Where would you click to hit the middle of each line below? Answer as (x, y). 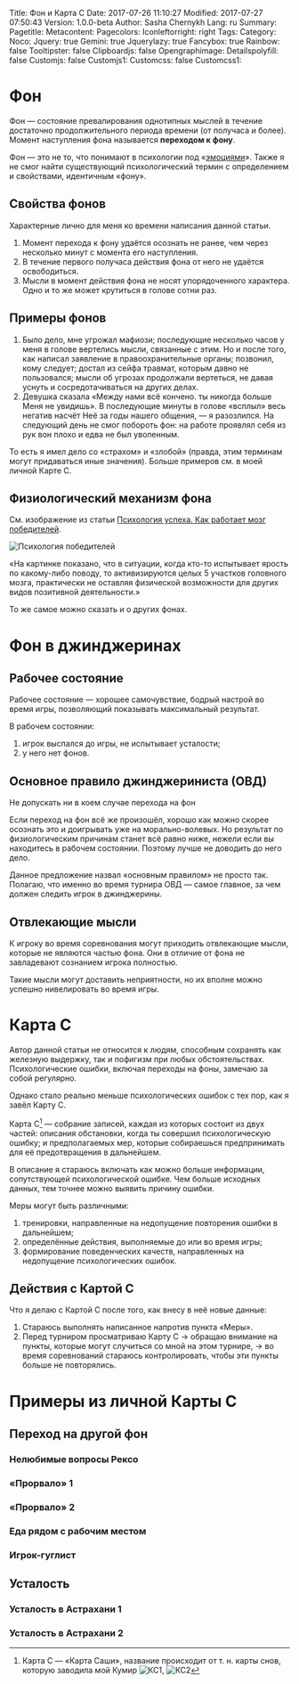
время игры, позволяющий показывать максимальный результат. (134, 709)
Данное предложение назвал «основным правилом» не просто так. (139, 875)
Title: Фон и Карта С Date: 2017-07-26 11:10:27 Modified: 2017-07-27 (136, 13)
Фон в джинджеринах (95, 646)
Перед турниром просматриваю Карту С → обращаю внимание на (150, 1337)
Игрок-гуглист (43, 1555)
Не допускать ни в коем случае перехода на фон (102, 803)
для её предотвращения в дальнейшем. (85, 1152)
